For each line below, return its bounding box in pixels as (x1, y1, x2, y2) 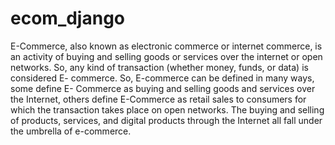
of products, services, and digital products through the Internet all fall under (10, 114, 323, 126)
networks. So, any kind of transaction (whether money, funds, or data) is (10, 61, 309, 73)
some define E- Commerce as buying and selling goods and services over (10, 82, 316, 94)
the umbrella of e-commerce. (10, 125, 132, 137)
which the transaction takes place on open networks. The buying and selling (10, 103, 325, 116)
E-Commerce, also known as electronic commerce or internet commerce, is (10, 40, 323, 52)
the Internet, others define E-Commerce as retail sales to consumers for (10, 93, 307, 105)
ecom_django (10, 7, 125, 30)
